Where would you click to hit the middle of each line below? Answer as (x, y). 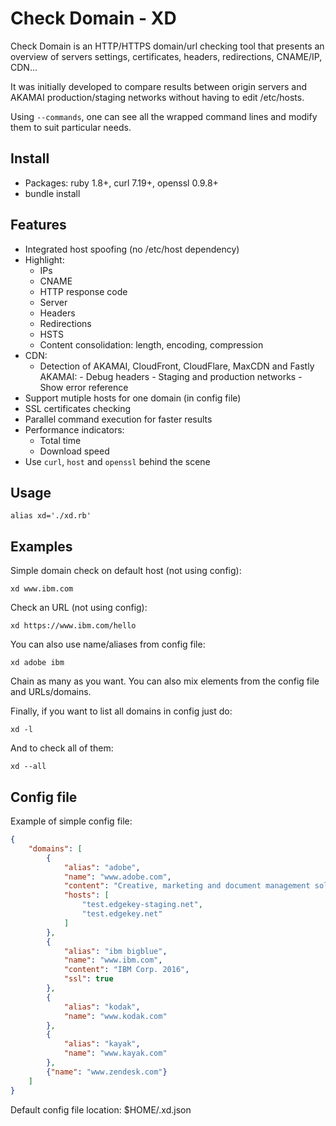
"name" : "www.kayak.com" (115, 1053)
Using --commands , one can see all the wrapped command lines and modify (164, 116)
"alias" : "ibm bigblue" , (115, 951)
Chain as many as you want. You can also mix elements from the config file (165, 681)
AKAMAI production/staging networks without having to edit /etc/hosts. (157, 97)
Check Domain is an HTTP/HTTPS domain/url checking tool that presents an (167, 46)
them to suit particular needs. (71, 127)
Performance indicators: (74, 429)
